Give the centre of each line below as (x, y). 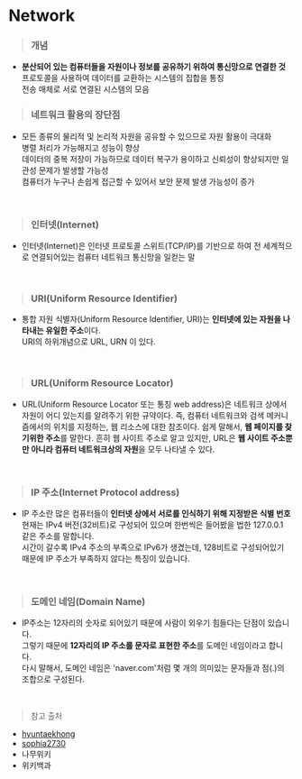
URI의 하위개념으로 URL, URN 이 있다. (88, 342)
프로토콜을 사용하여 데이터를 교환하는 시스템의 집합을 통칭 (123, 78)
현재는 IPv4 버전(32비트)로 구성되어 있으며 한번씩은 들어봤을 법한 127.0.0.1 (152, 525)
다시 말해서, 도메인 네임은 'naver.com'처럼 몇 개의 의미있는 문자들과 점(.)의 (153, 668)
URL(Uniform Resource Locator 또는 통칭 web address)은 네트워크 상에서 (154, 404)
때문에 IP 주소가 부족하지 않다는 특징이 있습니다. (105, 558)
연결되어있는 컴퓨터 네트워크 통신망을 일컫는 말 (113, 257)
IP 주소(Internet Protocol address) (105, 492)
